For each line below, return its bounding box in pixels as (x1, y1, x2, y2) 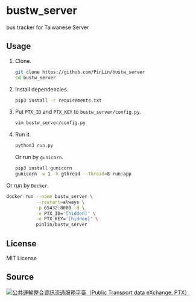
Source (6, 272, 34, 282)
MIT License (6, 254, 37, 261)
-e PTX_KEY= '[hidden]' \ (36, 216, 98, 222)
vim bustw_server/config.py (14, 120, 86, 126)
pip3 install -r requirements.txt (14, 97, 102, 103)
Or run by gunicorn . (14, 154, 63, 161)
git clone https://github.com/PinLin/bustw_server (14, 69, 145, 75)
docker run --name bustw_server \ (6, 193, 93, 200)
